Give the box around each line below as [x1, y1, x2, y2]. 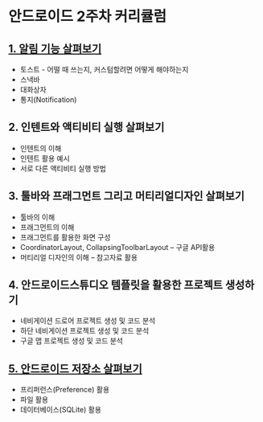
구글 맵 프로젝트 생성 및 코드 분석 [19, 336, 123, 346]
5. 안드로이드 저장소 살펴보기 [8, 362, 142, 375]
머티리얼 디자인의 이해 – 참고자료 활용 [19, 252, 138, 262]
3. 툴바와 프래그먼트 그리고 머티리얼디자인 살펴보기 [8, 190, 245, 203]
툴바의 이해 [19, 212, 55, 222]
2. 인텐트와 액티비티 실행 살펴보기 [8, 121, 165, 134]
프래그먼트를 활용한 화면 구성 [19, 232, 111, 242]
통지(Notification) [19, 95, 77, 104]
